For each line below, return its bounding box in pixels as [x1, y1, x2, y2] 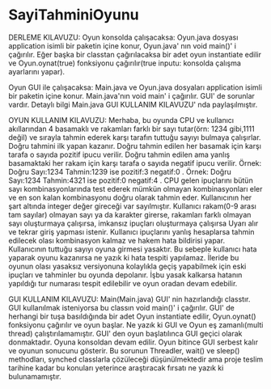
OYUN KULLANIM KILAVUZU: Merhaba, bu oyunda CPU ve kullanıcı [8, 115, 235, 125]
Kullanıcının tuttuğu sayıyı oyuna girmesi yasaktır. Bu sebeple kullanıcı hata [8, 244, 257, 254]
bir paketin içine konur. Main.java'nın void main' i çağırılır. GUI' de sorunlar [8, 91, 255, 100]
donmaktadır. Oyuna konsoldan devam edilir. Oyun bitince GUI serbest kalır [8, 337, 259, 347]
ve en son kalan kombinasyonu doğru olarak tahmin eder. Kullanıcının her [8, 192, 252, 202]
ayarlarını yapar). [8, 66, 66, 76]
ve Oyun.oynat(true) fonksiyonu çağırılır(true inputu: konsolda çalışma [8, 58, 241, 68]
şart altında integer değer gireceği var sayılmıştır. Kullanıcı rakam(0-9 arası [8, 201, 256, 211]
